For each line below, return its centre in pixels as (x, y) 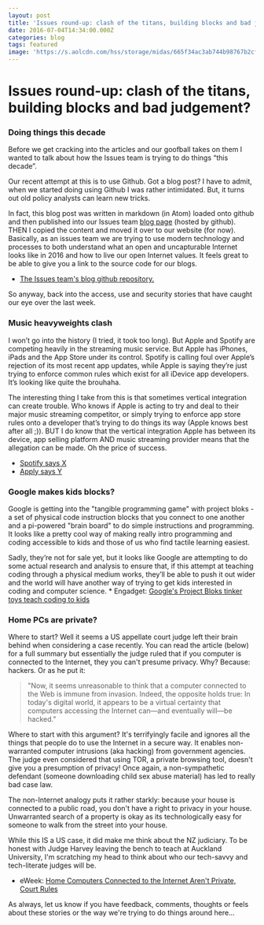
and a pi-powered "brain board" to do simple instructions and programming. (131, 526)
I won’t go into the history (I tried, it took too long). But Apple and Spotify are (132, 340)
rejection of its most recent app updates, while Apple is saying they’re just (128, 365)
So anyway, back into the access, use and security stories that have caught (130, 294)
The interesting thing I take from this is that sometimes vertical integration (128, 397)
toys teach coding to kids (49, 600)
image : (19, 52)
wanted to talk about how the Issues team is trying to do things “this (118, 158)
